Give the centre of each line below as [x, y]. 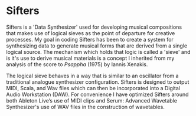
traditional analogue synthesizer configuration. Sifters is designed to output [98, 82]
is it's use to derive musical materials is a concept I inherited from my [90, 58]
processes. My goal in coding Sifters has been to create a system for [90, 39]
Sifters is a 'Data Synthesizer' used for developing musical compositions [94, 27]
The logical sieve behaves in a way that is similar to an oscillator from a [92, 76]
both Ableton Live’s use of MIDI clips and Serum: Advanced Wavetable [92, 100]
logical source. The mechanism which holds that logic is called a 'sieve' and [98, 52]
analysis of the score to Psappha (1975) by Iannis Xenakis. [77, 64]
